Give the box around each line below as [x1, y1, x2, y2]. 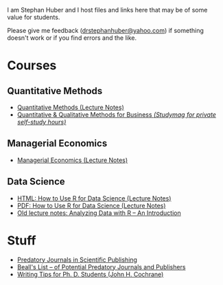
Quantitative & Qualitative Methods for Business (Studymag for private [16, 111, 216, 119]
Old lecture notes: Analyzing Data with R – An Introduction [16, 209, 181, 217]
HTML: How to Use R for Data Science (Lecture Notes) [16, 194, 172, 202]
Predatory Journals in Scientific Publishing [16, 255, 137, 264]
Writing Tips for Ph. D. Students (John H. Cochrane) [16, 270, 164, 278]
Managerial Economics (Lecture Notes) [16, 156, 128, 164]
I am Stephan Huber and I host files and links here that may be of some [7, 6, 208, 14]
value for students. [7, 13, 60, 21]
